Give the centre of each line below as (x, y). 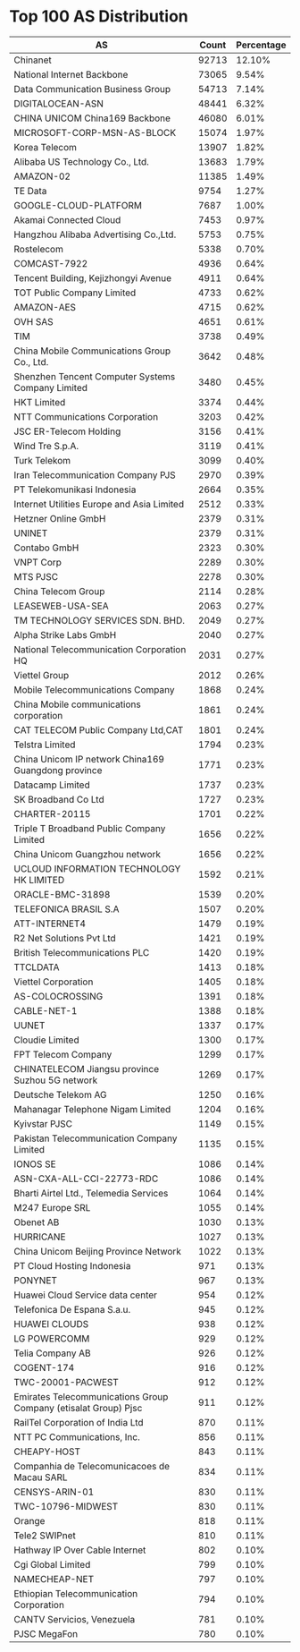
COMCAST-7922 (50, 263)
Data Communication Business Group (92, 89)
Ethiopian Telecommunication (76, 1593)
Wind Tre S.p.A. (46, 446)
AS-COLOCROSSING (58, 996)
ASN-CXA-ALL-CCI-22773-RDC (86, 1179)
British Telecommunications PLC (82, 952)
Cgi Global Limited (52, 1564)
